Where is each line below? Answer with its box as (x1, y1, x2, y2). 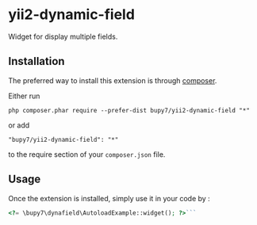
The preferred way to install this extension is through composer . (8, 75, 217, 85)
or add (8, 120, 30, 130)
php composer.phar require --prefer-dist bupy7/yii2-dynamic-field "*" (8, 106, 250, 114)
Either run (8, 91, 40, 101)
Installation (8, 55, 65, 68)
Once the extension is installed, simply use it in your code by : (8, 193, 210, 203)
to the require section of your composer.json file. (8, 149, 166, 159)
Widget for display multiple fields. (8, 32, 118, 41)
